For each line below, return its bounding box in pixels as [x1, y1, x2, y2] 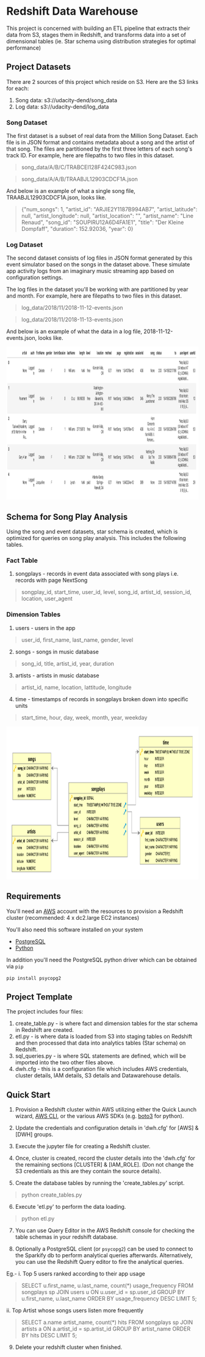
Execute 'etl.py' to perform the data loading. [15, 1203, 126, 1211]
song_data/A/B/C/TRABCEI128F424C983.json [21, 164, 137, 171]
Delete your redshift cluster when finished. [15, 1344, 123, 1351]
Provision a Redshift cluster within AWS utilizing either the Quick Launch [15, 1106, 197, 1113]
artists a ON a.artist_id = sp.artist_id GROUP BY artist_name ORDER [21, 1325, 191, 1333]
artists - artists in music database [15, 672, 99, 679]
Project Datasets [6, 62, 71, 72]
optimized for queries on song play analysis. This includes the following [6, 535, 186, 542]
